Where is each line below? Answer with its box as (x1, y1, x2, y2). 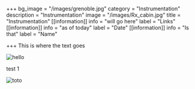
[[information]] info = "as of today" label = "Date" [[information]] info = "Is (6, 24, 189, 31)
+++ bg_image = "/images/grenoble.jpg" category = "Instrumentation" (6, 5, 181, 12)
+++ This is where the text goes (6, 42, 85, 49)
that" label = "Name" (6, 30, 58, 38)
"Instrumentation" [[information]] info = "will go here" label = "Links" (6, 18, 176, 24)
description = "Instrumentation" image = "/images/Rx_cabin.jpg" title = (6, 11, 181, 19)
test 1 (6, 65, 20, 72)
